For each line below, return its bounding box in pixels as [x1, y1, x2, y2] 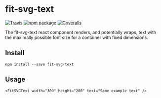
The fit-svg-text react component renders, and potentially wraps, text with [5, 29, 157, 35]
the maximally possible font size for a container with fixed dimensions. [5, 34, 148, 40]
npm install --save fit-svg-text [5, 62, 74, 67]
